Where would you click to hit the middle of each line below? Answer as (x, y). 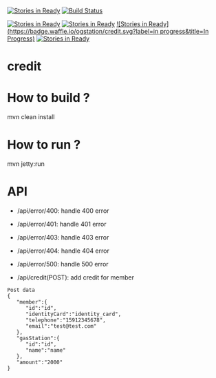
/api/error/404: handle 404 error (63, 251)
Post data (21, 290)
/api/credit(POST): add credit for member (75, 277)
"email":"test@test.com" (61, 326)
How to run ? (44, 145)
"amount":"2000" (40, 362)
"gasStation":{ (38, 338)
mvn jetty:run (26, 164)
